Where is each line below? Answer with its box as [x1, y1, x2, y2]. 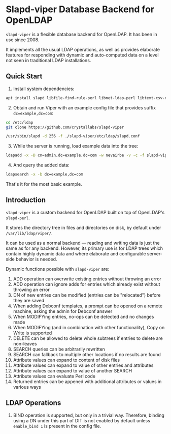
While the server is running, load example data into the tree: [13, 143, 139, 149]
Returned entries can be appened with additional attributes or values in [13, 378, 162, 385]
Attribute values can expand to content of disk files [13, 357, 120, 363]
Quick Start [6, 72, 43, 81]
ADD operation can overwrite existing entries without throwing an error [13, 276, 162, 282]
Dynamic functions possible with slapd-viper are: [6, 266, 110, 272]
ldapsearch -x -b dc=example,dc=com [6, 172, 83, 177]
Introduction [6, 196, 46, 205]
